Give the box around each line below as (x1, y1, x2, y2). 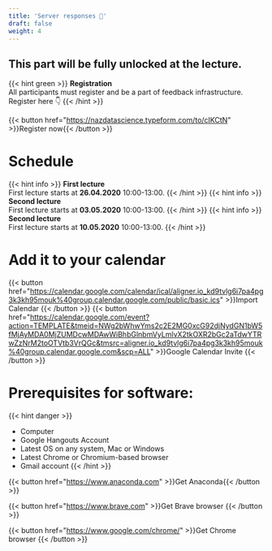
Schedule (8, 152, 75, 171)
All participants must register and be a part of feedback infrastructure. (8, 87, 244, 98)
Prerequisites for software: (8, 384, 194, 402)
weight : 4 (8, 27, 42, 35)
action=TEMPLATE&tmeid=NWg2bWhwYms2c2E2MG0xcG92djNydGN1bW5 (8, 321, 263, 331)
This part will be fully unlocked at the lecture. (8, 57, 242, 71)
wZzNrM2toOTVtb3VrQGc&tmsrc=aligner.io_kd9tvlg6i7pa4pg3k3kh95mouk (8, 338, 263, 348)
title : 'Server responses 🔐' (8, 11, 107, 20)
